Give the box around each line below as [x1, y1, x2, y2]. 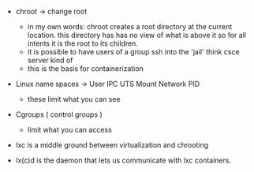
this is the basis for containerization [27, 64, 144, 73]
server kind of [27, 55, 73, 65]
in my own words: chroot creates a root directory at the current [27, 22, 233, 31]
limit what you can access [27, 125, 112, 134]
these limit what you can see [27, 95, 121, 103]
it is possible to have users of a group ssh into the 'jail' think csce [27, 47, 240, 56]
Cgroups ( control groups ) [15, 110, 103, 119]
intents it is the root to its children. [27, 39, 138, 48]
